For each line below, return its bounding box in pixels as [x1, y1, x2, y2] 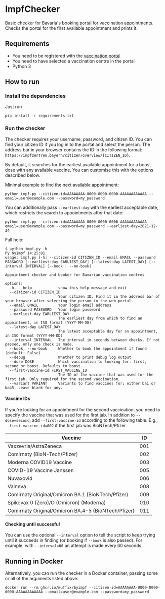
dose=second [5, 418, 30, 423]
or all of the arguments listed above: [5, 575, 79, 581]
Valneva [7, 483, 26, 490]
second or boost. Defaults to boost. [5, 363, 83, 368]
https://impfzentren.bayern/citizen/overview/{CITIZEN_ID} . [5, 152, 130, 158]
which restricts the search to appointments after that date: [5, 209, 124, 215]
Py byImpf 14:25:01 [5, 251, 45, 256]
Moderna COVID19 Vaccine [7, 459, 72, 466]
